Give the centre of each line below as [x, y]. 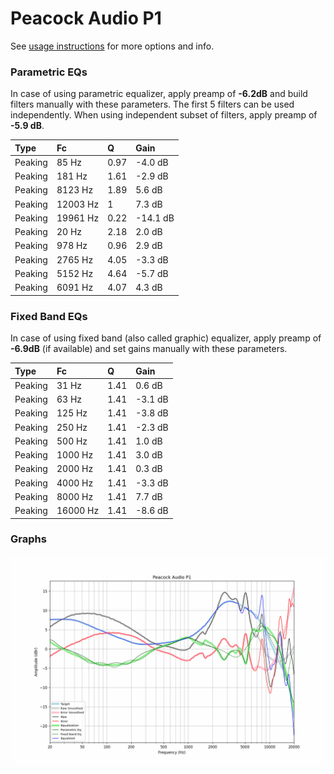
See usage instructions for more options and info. [112, 46]
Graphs [28, 539]
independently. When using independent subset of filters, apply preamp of [164, 115]
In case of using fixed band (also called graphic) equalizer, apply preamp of [166, 338]
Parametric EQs [49, 72]
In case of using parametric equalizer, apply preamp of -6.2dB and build [159, 94]
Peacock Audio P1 [86, 18]
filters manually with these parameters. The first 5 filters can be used [152, 104]
